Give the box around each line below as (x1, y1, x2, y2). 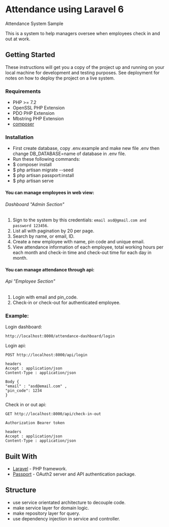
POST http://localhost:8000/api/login (5, 353, 88, 358)
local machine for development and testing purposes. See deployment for (5, 69, 160, 76)
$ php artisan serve (12, 178, 54, 184)
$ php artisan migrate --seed (12, 167, 74, 173)
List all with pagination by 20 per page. (12, 228, 95, 234)
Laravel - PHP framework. (12, 466, 67, 472)
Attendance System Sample (5, 20, 64, 27)
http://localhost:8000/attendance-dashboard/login (5, 334, 115, 339)
